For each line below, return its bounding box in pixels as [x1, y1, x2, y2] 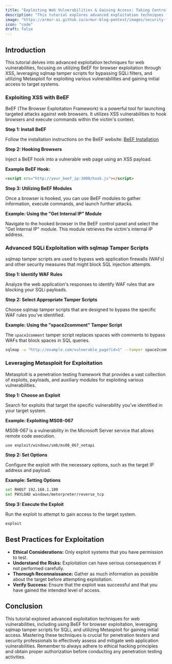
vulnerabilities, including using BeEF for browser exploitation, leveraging [5, 621, 158, 627]
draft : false [5, 27, 33, 32]
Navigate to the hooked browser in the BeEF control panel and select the [5, 221, 159, 227]
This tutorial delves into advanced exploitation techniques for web [5, 59, 145, 65]
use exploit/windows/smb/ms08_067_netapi [5, 442, 95, 448]
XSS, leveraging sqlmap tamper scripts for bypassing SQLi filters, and [5, 70, 153, 76]
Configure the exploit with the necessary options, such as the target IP [5, 462, 154, 468]
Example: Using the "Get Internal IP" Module [5, 211, 102, 217]
